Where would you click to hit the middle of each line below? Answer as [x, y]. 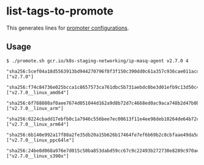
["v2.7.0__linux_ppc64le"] [40, 140]
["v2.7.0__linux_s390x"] [38, 156]
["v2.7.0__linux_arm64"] [38, 124]
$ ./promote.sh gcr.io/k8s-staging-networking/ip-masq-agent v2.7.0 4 [97, 61]
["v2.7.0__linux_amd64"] [38, 92]
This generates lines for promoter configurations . [68, 28]
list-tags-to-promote [60, 11]
